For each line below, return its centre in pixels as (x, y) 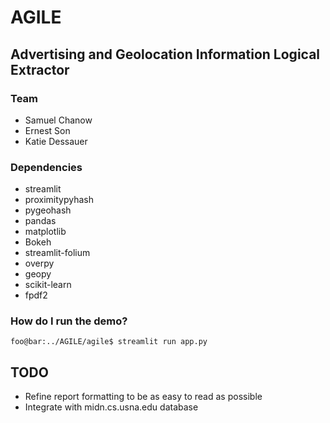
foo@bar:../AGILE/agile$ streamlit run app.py (109, 342)
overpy (39, 263)
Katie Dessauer (56, 141)
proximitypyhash (59, 200)
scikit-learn (48, 285)
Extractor (40, 69)
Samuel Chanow (58, 120)
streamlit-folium (57, 253)
